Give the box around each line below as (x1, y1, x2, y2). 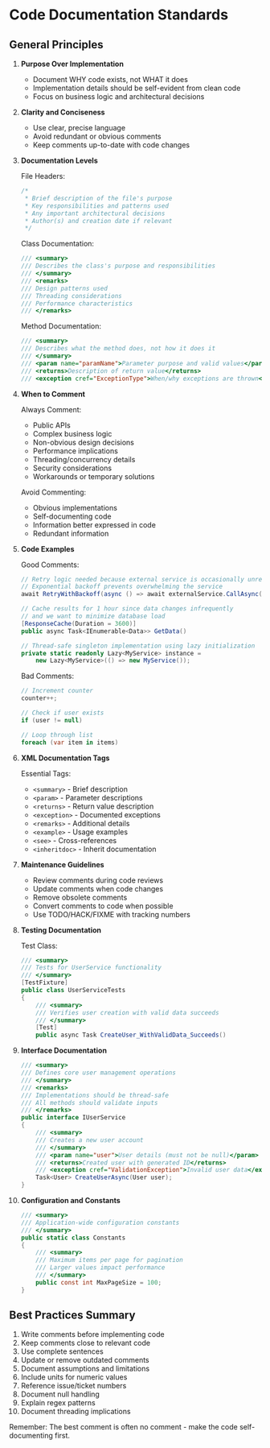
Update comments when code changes (32, 883, 164, 893)
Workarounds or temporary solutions (32, 471, 155, 481)
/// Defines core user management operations (20, 1069, 176, 1077)
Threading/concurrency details (32, 454, 136, 464)
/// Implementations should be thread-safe (20, 1091, 170, 1099)
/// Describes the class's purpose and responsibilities (20, 262, 216, 271)
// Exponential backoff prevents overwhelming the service (20, 582, 223, 591)
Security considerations (32, 463, 112, 473)
